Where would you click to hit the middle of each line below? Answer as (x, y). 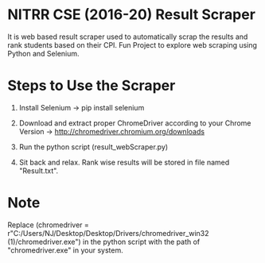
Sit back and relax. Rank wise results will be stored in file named (124, 162)
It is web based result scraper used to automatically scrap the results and (128, 37)
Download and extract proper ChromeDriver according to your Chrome (135, 123)
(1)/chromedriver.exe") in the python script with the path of (104, 242)
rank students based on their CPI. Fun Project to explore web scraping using (132, 44)
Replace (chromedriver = (48, 225)
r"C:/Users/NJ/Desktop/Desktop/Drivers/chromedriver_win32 (108, 233)
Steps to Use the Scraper (92, 86)
